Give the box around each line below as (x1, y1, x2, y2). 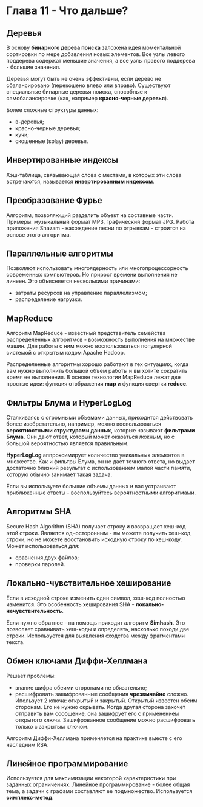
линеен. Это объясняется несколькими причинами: (6, 277, 141, 285)
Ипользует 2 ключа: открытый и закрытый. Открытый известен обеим (15, 697, 198, 704)
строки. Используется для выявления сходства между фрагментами (6, 632, 185, 639)
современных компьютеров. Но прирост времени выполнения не (6, 271, 178, 279)
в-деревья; (15, 118, 44, 125)
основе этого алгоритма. (6, 230, 72, 238)
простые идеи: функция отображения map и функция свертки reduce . (6, 380, 188, 387)
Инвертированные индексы (6, 155, 118, 165)
